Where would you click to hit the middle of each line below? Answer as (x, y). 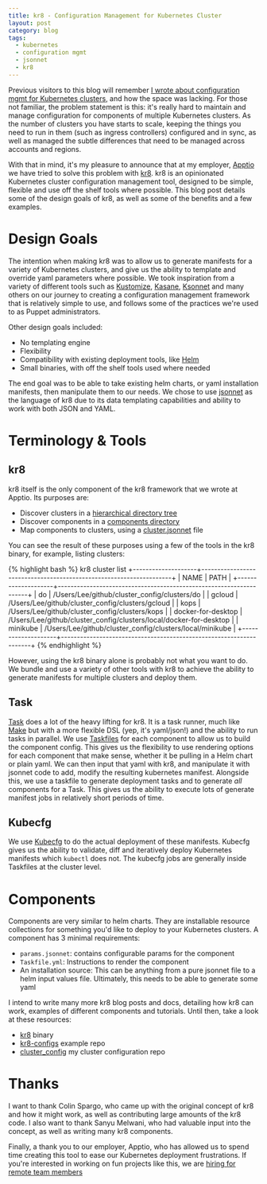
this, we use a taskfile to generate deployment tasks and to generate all (125, 781)
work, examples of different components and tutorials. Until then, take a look (133, 1011)
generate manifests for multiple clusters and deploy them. (103, 677)
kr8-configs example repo (62, 1043)
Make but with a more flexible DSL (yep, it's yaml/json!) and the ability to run (133, 730)
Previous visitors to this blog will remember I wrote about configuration (124, 90)
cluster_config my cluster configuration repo (92, 1052)
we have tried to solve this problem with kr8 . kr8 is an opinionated (116, 173)
